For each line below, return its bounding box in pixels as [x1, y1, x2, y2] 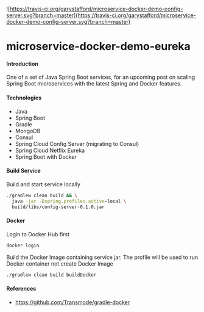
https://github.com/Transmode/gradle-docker [15, 299, 130, 306]
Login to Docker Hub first [6, 230, 70, 238]
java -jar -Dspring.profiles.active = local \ [12, 198, 127, 204]
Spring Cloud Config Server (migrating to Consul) [15, 140, 139, 147]
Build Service [6, 167, 41, 175]
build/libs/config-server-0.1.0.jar [12, 204, 105, 210]
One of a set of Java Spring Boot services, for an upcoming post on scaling [6, 73, 195, 81]
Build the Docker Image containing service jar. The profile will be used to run [6, 253, 199, 261]
